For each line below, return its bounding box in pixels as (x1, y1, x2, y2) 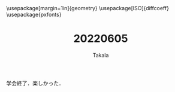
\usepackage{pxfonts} (6, 11, 62, 18)
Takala (92, 51, 109, 59)
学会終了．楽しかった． (6, 79, 64, 87)
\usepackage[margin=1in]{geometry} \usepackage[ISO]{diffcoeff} (6, 5, 170, 11)
